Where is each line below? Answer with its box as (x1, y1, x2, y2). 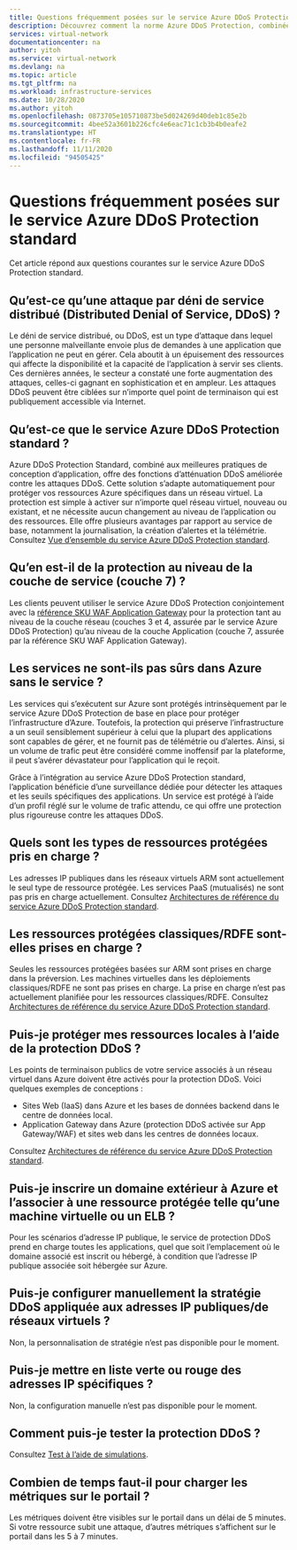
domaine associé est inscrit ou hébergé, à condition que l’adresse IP (9, 1251, 258, 1261)
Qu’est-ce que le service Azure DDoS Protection (9, 422, 280, 437)
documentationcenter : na (9, 37, 101, 47)
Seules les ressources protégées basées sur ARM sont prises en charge (9, 964, 272, 974)
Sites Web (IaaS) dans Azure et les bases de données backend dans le (21, 1100, 280, 1112)
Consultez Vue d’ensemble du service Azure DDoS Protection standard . (9, 535, 270, 546)
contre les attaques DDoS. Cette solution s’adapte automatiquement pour (9, 478, 276, 489)
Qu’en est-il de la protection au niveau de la (9, 560, 254, 576)
